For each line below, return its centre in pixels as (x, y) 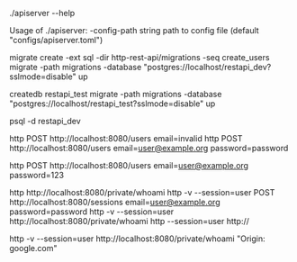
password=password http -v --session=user (92, 212)
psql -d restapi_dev (45, 121)
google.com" (33, 248)
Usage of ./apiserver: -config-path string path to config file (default (134, 30)
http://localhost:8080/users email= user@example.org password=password (149, 148)
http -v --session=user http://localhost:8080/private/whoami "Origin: (137, 239)
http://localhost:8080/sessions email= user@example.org (115, 202)
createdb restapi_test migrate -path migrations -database (116, 94)
